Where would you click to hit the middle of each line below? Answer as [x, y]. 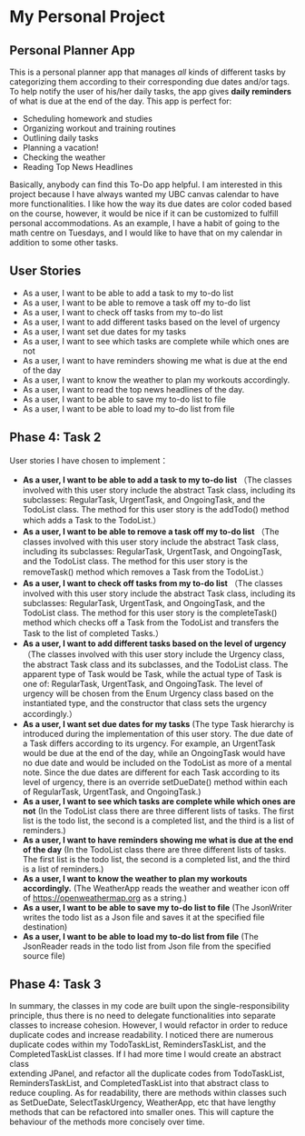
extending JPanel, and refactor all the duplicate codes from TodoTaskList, [147, 1073]
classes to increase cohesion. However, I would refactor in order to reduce [149, 1025]
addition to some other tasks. [64, 242]
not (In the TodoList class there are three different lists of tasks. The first [158, 811]
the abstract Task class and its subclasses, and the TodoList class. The [155, 664]
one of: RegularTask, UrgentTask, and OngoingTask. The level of [143, 683]
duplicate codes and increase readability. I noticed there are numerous [142, 1035]
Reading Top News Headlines [78, 167]
